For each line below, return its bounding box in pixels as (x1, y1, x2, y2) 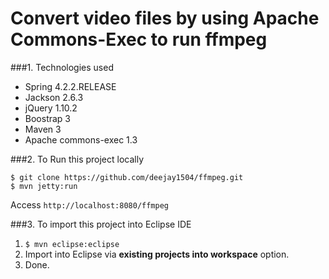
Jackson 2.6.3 (24, 91, 84, 103)
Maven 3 (24, 123, 62, 135)
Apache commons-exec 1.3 (24, 133, 138, 146)
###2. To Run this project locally (10, 153, 145, 165)
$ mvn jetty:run (10, 181, 78, 191)
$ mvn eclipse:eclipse (24, 239, 120, 249)
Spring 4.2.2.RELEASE (24, 80, 117, 92)
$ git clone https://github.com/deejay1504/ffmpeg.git (10, 172, 244, 182)
